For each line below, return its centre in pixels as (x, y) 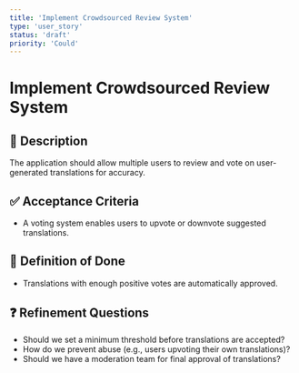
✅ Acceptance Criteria (74, 201)
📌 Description (49, 141)
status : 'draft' (40, 35)
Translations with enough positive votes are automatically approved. (150, 283)
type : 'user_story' (46, 26)
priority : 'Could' (44, 43)
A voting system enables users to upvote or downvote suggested (144, 223)
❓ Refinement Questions (80, 313)
